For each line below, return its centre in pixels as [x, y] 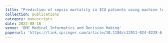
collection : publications [32, 14]
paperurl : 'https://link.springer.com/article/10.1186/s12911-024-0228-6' [85, 33]
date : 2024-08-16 [23, 23]
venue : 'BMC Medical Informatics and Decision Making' [63, 28]
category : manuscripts [29, 19]
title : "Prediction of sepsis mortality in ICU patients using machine [81, 10]
